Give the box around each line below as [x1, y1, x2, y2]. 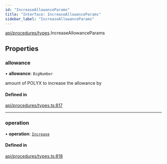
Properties [5, 44, 39, 53]
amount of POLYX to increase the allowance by [5, 80, 102, 86]
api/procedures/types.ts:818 [5, 153, 63, 159]
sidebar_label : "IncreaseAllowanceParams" [5, 16, 94, 21]
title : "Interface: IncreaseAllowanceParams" [5, 12, 101, 17]
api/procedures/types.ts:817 [5, 103, 63, 109]
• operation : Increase [5, 131, 50, 137]
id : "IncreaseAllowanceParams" [5, 7, 70, 12]
